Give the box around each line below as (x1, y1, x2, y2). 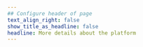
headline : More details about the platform (7, 29, 137, 37)
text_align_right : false (7, 17, 80, 23)
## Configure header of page (7, 10, 93, 17)
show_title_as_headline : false (7, 23, 99, 30)
